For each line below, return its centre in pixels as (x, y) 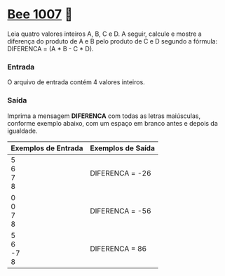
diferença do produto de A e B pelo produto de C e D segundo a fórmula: (112, 41)
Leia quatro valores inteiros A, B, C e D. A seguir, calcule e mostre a (104, 34)
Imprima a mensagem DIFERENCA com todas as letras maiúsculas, (104, 116)
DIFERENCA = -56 (121, 211)
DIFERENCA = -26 (121, 173)
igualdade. (22, 131)
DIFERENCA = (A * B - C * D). (50, 48)
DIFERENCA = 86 (118, 249)
